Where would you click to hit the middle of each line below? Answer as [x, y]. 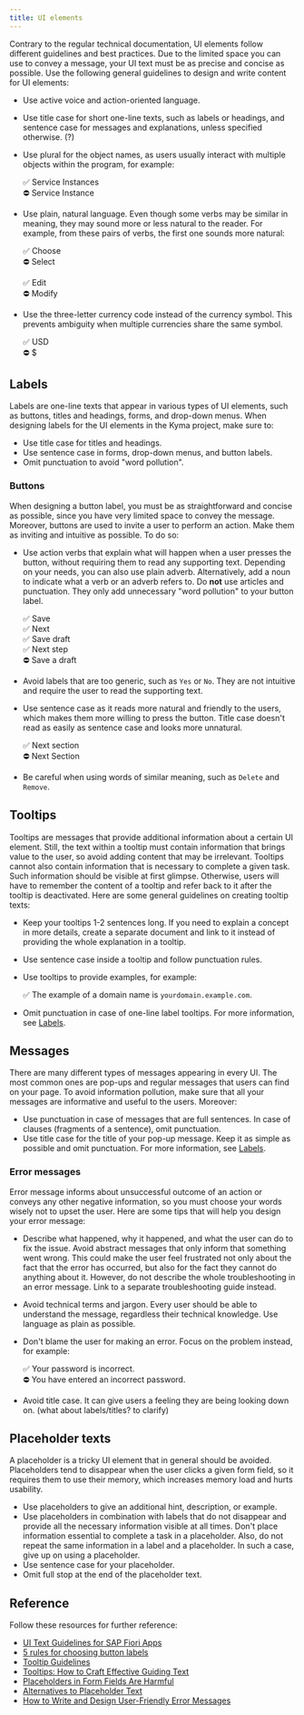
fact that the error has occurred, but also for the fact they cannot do [149, 1267]
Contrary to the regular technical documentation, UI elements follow [136, 44]
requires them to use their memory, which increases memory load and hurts [151, 1479]
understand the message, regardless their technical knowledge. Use [150, 1314]
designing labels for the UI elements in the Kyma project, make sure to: [142, 426]
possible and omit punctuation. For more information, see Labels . [144, 1148]
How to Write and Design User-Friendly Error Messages [127, 1700]
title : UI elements [46, 18]
